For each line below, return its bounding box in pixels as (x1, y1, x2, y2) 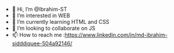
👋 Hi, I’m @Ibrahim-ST (11, 6, 67, 13)
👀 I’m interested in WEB (11, 12, 70, 19)
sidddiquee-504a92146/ (11, 40, 73, 47)
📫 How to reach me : (11, 32, 65, 38)
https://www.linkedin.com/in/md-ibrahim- (64, 32, 168, 38)
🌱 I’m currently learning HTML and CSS (11, 18, 110, 25)
